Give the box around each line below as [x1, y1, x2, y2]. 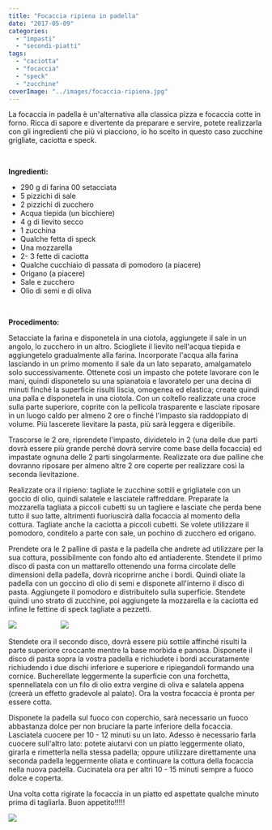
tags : [8, 49, 27, 58]
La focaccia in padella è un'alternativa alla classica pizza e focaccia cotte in [8, 110, 261, 119]
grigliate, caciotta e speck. [8, 135, 97, 145]
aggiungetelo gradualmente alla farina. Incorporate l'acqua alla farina [8, 350, 239, 360]
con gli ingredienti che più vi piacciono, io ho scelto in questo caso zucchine [8, 127, 263, 136]
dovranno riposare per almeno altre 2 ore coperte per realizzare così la [8, 461, 245, 471]
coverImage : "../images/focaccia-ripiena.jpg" [8, 87, 168, 96]
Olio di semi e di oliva [19, 286, 91, 296]
